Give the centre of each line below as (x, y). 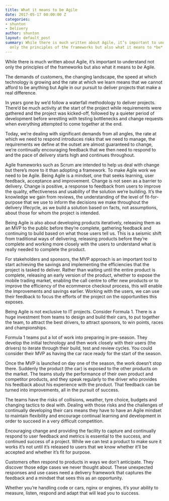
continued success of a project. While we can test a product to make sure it (83, 441)
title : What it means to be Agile (41, 10)
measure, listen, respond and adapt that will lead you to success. (72, 493)
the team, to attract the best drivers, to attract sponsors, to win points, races (84, 322)
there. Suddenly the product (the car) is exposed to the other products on (81, 368)
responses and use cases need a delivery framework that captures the (78, 472)
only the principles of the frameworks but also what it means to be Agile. (80, 67)
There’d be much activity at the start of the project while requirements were (83, 108)
